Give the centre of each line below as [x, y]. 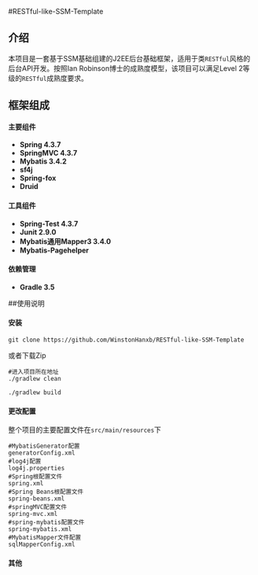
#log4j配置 [25, 462]
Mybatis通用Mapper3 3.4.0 [65, 241]
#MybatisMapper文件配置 [44, 538]
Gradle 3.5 [37, 287]
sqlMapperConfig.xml [42, 545]
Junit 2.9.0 [38, 232]
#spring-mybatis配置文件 [46, 522]
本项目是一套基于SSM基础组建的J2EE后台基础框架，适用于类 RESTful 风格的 [129, 58]
